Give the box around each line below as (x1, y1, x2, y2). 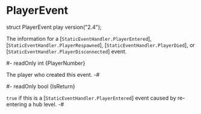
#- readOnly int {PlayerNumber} (6, 59, 85, 67)
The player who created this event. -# (6, 71, 100, 78)
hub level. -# (32, 100, 64, 108)
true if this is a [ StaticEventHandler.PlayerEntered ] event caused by (6, 94, 176, 101)
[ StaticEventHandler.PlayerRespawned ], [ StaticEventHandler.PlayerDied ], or (6, 41, 196, 49)
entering (6, 100, 27, 108)
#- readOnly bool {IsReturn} (6, 82, 75, 90)
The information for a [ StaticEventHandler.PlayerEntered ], (6, 35, 152, 42)
